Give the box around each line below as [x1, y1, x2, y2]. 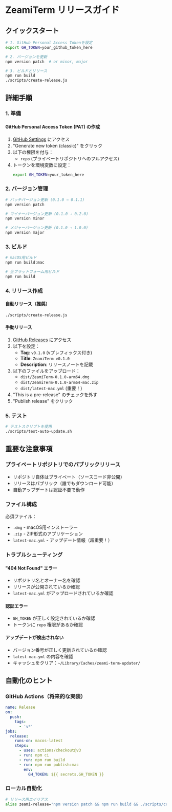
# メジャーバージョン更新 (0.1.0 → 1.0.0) [5, 225, 89, 231]
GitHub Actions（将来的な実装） [5, 693, 86, 700]
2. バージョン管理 [5, 185, 49, 192]
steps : [14, 743, 29, 748]
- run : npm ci [18, 753, 50, 758]
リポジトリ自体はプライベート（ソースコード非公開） [12, 473, 125, 480]
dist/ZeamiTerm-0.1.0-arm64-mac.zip [20, 380, 99, 385]
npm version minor [5, 216, 45, 221]
